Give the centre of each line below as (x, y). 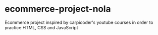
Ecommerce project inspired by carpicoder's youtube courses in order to (79, 22)
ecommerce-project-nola (58, 9)
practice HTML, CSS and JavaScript (41, 27)
